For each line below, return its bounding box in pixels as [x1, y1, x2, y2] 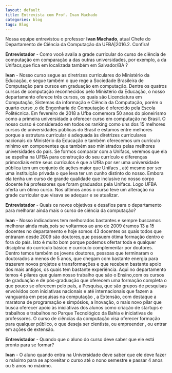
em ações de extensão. [5, 326, 55, 332]
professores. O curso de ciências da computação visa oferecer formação [5, 316, 160, 322]
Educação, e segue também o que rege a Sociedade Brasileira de [5, 77, 144, 84]
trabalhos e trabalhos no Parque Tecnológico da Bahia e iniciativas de [5, 310, 153, 316]
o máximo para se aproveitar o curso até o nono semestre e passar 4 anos [5, 357, 163, 363]
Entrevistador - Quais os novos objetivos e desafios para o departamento [5, 202, 162, 208]
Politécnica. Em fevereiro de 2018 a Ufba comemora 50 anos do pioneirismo [5, 110, 166, 116]
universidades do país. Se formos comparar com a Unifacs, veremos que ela [5, 148, 167, 154]
